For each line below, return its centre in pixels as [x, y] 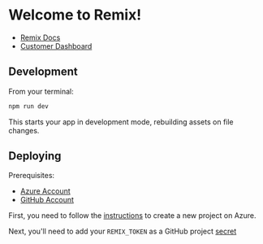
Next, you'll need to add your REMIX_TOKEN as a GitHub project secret [123, 231]
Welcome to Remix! [75, 15]
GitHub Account [47, 200]
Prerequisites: [32, 176]
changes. [24, 130]
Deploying [35, 156]
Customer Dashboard [56, 46]
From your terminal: [41, 91]
